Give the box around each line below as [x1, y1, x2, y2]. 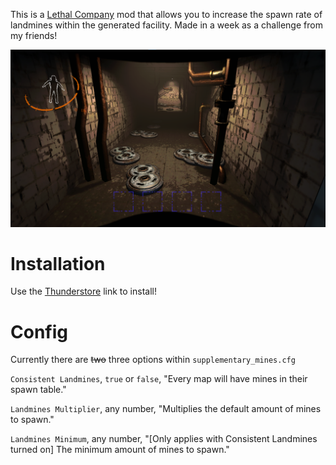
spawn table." [10, 384, 67, 396]
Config [10, 320, 68, 343]
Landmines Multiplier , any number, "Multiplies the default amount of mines [10, 403, 322, 415]
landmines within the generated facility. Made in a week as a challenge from [10, 19, 323, 31]
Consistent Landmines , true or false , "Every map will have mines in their [10, 373, 308, 385]
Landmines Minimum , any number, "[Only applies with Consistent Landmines [10, 433, 318, 445]
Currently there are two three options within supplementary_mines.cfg [10, 354, 296, 366]
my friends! [10, 30, 58, 41]
